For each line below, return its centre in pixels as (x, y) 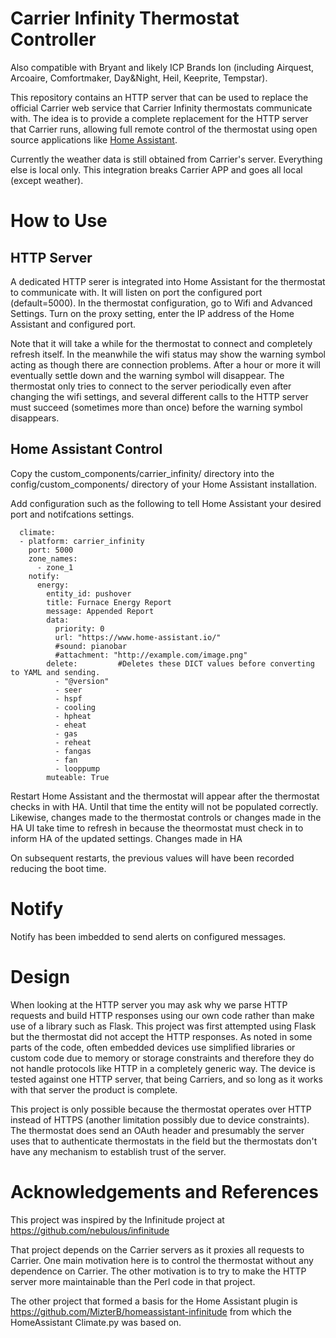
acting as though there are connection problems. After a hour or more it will (165, 364)
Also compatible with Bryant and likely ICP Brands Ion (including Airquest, (162, 67)
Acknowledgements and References (164, 1191)
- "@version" (82, 681)
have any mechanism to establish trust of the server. (118, 1151)
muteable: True (78, 777)
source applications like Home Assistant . (94, 139)
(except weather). (47, 180)
